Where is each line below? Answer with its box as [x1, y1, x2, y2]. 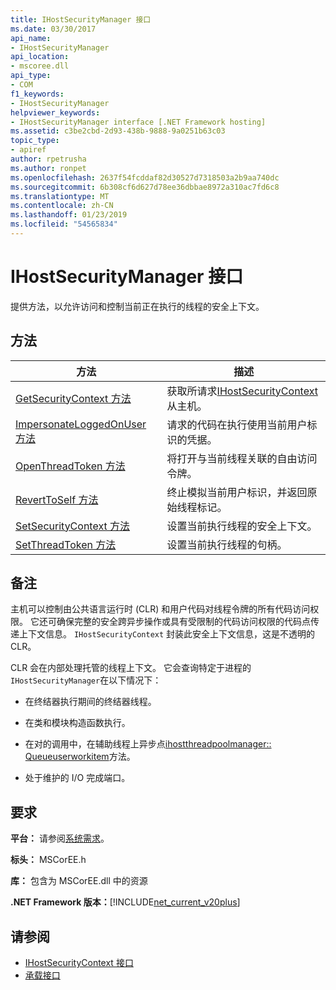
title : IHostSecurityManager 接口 [10, 14, 152, 25]
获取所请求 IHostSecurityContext [166, 384, 318, 398]
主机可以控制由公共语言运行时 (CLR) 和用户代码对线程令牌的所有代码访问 [10, 603, 311, 615]
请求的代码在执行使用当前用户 [166, 417, 308, 431]
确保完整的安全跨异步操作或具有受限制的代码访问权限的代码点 [56, 616, 311, 628]
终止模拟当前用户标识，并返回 [166, 485, 308, 499]
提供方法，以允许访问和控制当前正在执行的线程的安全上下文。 [10, 300, 265, 312]
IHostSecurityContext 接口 [24, 957, 134, 969]
